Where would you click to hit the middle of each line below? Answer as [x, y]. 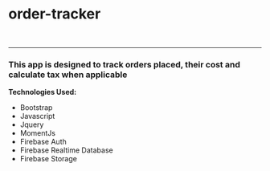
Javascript [37, 116]
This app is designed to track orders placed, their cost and [125, 64]
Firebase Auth [43, 142]
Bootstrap [36, 108]
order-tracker [55, 14]
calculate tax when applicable [68, 75]
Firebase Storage [49, 159]
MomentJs [38, 133]
